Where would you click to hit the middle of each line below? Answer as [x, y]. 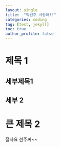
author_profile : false [29, 34]
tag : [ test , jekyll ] [27, 24]
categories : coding [26, 19]
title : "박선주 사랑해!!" [31, 15]
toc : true [16, 29]
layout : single [22, 10]
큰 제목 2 [23, 124]
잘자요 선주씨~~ [21, 139]
